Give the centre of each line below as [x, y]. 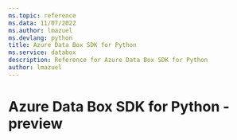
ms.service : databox [43, 52]
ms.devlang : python [41, 38]
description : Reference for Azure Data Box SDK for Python [108, 60]
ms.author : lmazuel [41, 30]
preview [36, 123]
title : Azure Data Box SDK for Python [72, 45]
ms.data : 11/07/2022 [43, 23]
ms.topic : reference [43, 16]
